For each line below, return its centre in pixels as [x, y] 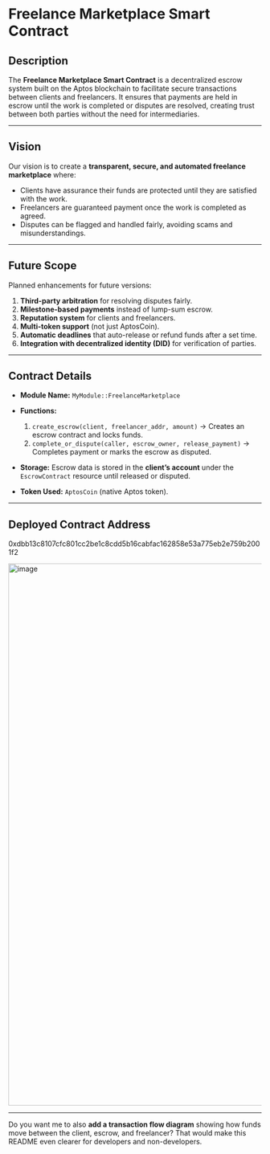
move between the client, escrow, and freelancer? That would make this [127, 1133]
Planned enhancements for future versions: [80, 285]
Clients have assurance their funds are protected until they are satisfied [138, 190]
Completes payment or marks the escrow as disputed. [121, 452]
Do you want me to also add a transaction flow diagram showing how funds [135, 1124]
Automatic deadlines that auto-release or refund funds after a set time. [138, 335]
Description [38, 61]
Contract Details [50, 376]
